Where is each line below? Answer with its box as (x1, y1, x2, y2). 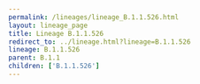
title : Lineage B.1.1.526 (8, 29, 104, 38)
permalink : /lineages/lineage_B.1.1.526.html (8, 12, 179, 22)
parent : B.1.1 (8, 53, 61, 62)
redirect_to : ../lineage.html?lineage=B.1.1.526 (8, 37, 191, 46)
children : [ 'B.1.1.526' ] (8, 62, 100, 71)
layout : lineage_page (8, 21, 88, 30)
